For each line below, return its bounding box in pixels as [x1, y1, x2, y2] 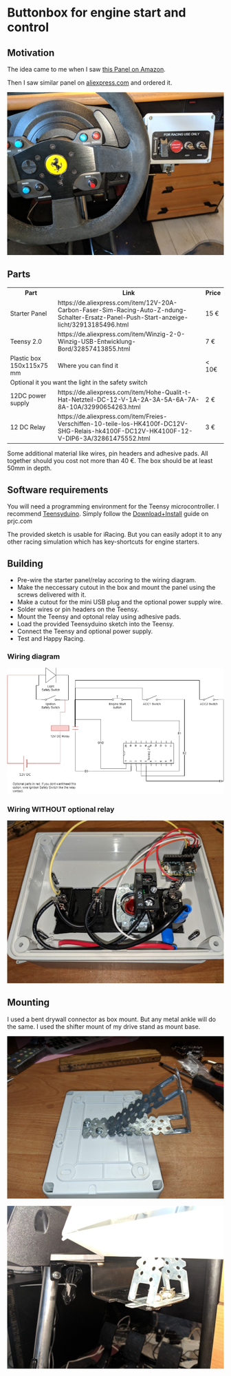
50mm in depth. [7, 464, 52, 473]
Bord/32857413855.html [57, 345, 131, 353]
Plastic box [10, 354, 41, 362]
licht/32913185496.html [57, 320, 129, 329]
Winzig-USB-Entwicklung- [57, 337, 136, 345]
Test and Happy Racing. [16, 634, 85, 642]
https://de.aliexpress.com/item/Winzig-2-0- [57, 329, 186, 338]
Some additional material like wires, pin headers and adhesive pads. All [7, 449, 208, 458]
